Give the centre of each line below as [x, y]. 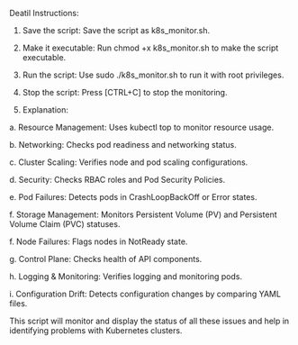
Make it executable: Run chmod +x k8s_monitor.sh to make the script [150, 48]
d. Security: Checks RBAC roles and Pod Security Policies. [117, 180]
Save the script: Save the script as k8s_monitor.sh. [116, 30]
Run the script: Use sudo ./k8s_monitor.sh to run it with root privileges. [153, 75]
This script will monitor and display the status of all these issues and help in [149, 321]
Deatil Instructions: [44, 13]
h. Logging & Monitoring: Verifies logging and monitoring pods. [126, 277]
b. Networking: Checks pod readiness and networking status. [123, 145]
